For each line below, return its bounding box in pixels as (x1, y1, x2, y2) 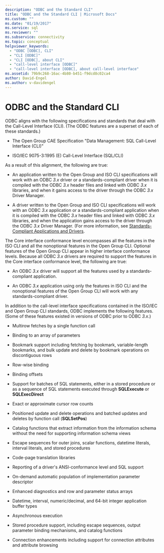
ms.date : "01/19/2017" (5, 21, 51, 26)
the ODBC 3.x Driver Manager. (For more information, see (12, 223, 128, 229)
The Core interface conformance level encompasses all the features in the (5, 237, 155, 243)
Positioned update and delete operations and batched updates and (12, 410, 147, 416)
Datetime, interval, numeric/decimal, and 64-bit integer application (12, 497, 147, 504)
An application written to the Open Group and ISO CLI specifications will (12, 172, 158, 177)
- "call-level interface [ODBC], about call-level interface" (9, 67, 139, 72)
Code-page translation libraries (12, 454, 75, 460)
